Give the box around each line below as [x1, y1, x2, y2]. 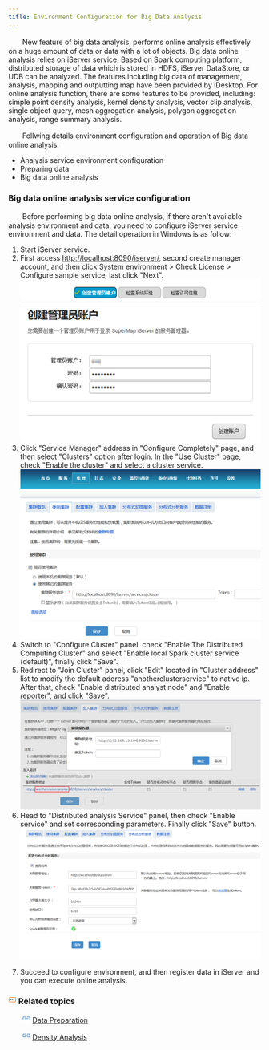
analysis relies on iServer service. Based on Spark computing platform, [8, 55, 243, 64]
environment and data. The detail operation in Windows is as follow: [8, 229, 232, 238]
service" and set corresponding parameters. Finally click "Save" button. [19, 819, 257, 829]
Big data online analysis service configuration [8, 193, 191, 204]
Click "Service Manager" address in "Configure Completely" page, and [19, 443, 254, 452]
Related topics [18, 995, 76, 1007]
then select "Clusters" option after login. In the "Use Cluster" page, [19, 452, 242, 461]
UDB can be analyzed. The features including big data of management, [8, 71, 243, 81]
